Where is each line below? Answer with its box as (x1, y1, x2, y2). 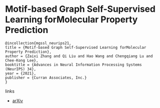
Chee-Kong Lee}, (5, 58, 38, 63)
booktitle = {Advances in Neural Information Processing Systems (5, 62, 142, 67)
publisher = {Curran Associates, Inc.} (5, 75, 87, 80)
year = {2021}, (5, 71, 36, 76)
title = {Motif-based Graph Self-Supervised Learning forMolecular (5, 45, 147, 50)
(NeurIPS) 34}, (5, 67, 36, 72)
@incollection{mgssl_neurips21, (5, 40, 71, 45)
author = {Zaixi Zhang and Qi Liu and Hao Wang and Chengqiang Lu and (5, 53, 153, 59)
